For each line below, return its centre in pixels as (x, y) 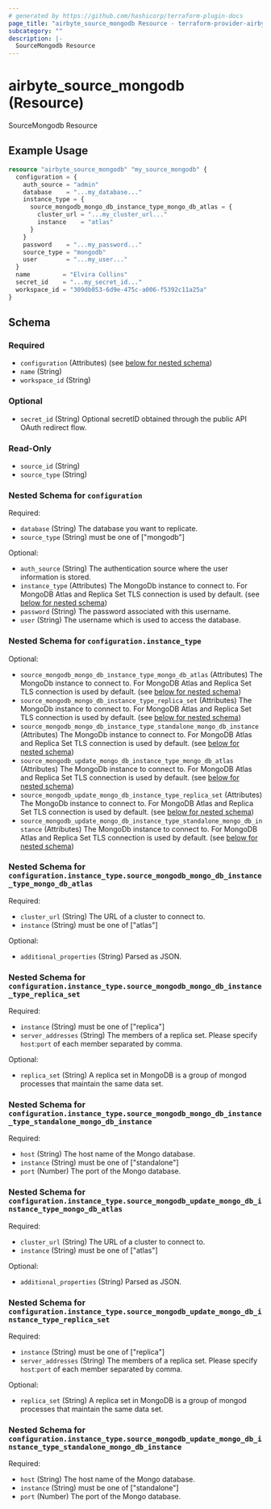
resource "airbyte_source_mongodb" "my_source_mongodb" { (108, 169)
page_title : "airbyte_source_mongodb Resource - (92, 23)
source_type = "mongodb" (65, 252)
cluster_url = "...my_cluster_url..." (102, 215)
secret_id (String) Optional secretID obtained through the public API (133, 419)
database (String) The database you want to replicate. (109, 529)
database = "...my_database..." (83, 192)
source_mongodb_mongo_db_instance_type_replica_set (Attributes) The (136, 700)
